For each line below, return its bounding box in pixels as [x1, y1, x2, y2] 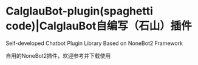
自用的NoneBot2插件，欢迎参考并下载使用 [5, 52, 111, 59]
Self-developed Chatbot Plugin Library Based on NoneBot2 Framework [5, 39, 183, 47]
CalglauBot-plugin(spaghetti [5, 4, 153, 18]
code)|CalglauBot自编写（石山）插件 [5, 19, 193, 33]
